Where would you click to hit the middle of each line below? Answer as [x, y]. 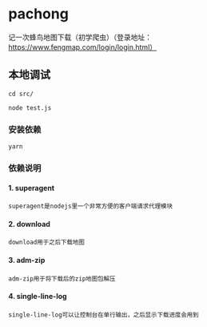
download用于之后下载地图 [47, 242]
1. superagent [31, 188]
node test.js [30, 108]
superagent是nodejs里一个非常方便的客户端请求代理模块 [91, 206]
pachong [39, 14]
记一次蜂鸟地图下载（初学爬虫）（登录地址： [80, 37]
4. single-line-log [38, 297]
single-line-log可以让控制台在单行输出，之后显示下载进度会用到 [103, 315]
